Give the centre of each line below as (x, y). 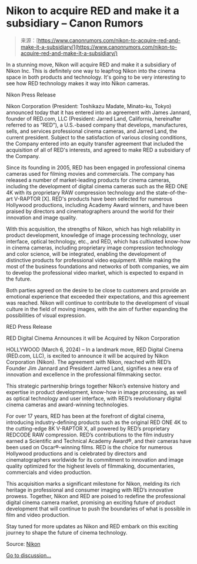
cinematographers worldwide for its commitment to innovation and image (95, 459)
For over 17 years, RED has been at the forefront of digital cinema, (86, 416)
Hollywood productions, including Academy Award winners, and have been (97, 205)
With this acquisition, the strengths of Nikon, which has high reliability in (93, 229)
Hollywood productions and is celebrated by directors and (76, 453)
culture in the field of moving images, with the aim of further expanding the (97, 309)
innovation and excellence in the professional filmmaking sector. (84, 374)
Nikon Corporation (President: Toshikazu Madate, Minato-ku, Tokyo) (89, 106)
